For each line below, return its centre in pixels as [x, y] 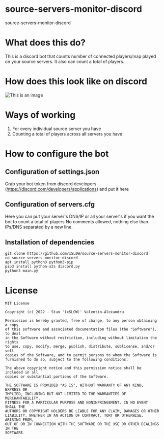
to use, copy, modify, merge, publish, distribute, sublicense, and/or [80, 347]
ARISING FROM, [20, 420]
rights [12, 342]
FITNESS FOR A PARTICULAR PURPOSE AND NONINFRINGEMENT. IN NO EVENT [77, 403]
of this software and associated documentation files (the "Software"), [81, 329]
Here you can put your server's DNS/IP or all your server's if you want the [80, 216]
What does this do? [45, 43]
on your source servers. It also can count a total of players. [65, 61]
